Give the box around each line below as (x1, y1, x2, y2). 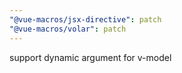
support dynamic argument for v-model (9, 51, 172, 63)
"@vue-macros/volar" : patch (9, 24, 127, 34)
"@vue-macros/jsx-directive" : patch (9, 14, 162, 25)
